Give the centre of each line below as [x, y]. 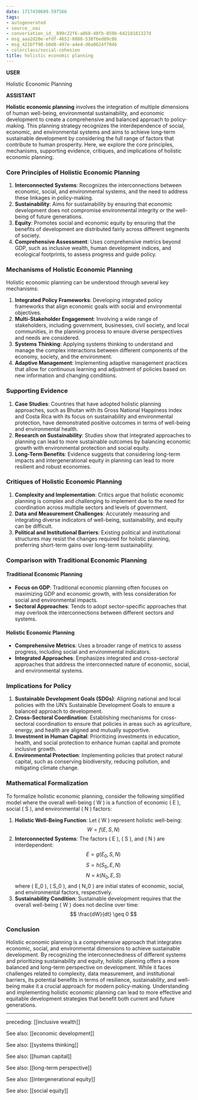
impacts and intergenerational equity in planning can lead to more [94, 460]
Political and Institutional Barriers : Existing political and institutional [98, 532]
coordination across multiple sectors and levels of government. [91, 507]
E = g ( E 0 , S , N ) [103, 855]
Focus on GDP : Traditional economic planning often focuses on [92, 587]
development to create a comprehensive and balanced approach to [88, 119]
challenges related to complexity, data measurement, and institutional [90, 974]
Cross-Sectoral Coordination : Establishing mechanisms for [87, 718]
